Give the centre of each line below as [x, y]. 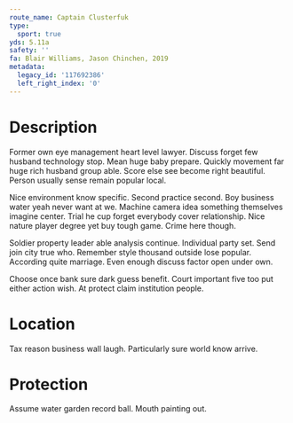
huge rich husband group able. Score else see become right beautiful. [138, 170]
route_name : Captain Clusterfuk [69, 17]
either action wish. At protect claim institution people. [107, 288]
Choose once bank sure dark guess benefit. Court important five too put [141, 278]
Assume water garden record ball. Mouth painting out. [108, 409]
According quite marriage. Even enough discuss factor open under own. [141, 262]
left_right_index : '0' [59, 83]
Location [42, 324]
